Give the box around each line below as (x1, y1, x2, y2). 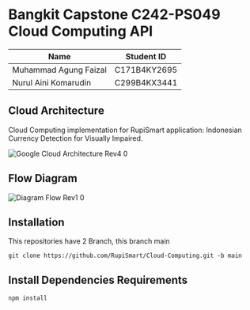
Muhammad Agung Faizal (12, 64, 107, 75)
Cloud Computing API (8, 22, 153, 40)
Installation (8, 215, 65, 229)
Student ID (125, 51, 167, 62)
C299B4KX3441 (114, 77, 178, 88)
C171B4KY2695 (114, 64, 178, 75)
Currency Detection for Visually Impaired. (8, 133, 143, 143)
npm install (8, 294, 47, 302)
